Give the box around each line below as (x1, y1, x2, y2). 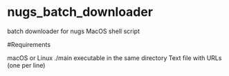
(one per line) (7, 61, 46, 69)
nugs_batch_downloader (7, 4, 154, 20)
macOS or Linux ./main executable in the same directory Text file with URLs (7, 53, 222, 62)
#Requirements (7, 40, 51, 48)
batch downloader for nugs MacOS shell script (7, 27, 140, 35)
